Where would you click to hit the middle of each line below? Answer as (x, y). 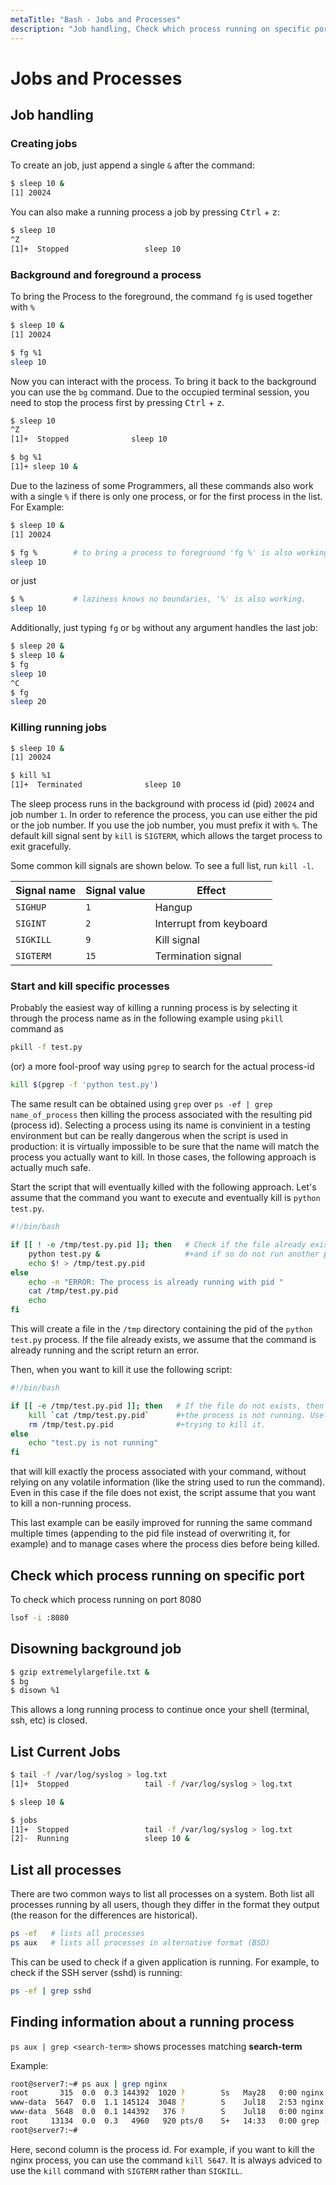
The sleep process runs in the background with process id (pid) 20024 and (162, 804)
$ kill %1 (31, 776)
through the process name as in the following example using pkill (147, 1018)
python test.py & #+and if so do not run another (174, 1254)
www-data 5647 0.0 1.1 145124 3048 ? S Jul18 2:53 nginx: (169, 2102)
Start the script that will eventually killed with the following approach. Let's (163, 1187)
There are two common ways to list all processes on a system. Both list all (162, 1894)
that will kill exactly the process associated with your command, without (158, 1472)
